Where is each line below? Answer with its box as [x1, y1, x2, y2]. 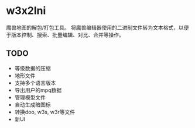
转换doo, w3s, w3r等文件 [14, 108, 75, 115]
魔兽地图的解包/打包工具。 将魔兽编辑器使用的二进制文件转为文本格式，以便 [6, 24, 189, 31]
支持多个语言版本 [14, 79, 56, 86]
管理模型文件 [14, 94, 46, 101]
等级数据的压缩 [14, 65, 51, 72]
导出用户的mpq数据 [14, 86, 62, 94]
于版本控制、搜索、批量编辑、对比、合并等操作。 [6, 31, 124, 38]
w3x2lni [6, 4, 46, 17]
